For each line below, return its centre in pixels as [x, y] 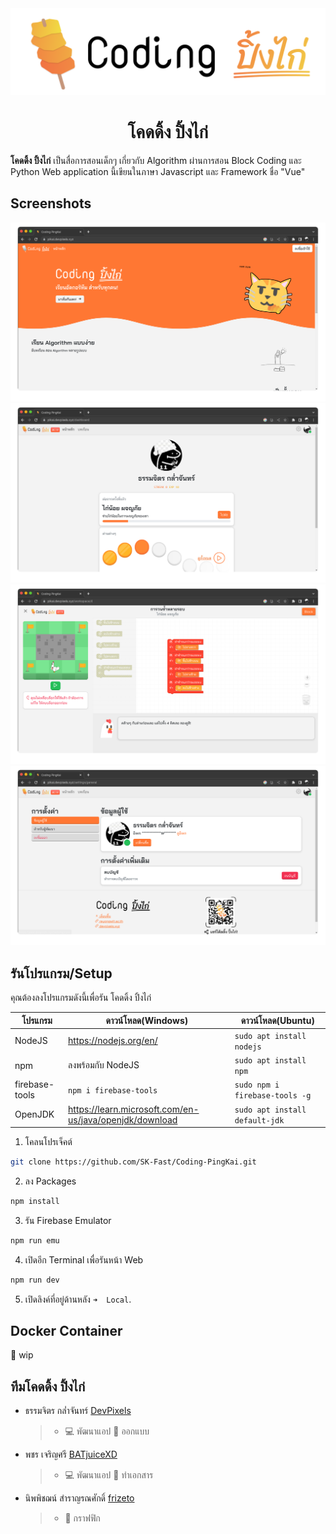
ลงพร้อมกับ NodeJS [104, 1065]
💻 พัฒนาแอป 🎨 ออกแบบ [107, 1431]
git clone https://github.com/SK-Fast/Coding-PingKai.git [133, 1162]
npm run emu [35, 1240]
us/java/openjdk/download [123, 1119]
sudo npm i [257, 1085]
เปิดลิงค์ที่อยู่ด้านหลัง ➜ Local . [78, 1299]
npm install [35, 1201]
